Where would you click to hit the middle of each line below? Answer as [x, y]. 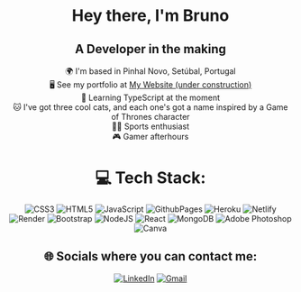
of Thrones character [150, 117]
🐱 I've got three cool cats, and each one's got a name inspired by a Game [150, 107]
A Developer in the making [150, 49]
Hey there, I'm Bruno [150, 16]
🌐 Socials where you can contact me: [150, 256]
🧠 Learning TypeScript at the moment [150, 97]
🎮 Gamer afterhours [150, 137]
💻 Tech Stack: [150, 178]
